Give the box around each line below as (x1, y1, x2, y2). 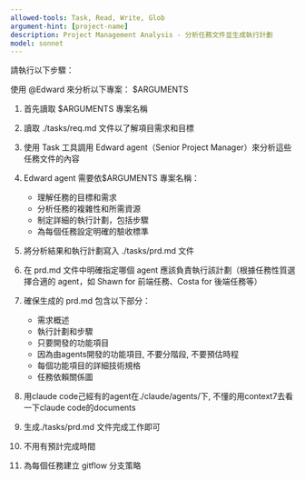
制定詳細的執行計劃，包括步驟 (36, 215, 149, 225)
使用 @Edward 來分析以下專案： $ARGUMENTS (10, 84, 189, 95)
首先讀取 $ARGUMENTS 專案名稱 (23, 104, 148, 115)
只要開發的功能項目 (36, 337, 110, 348)
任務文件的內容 (23, 154, 80, 165)
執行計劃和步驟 (36, 326, 93, 337)
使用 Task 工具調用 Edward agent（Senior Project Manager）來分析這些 (23, 142, 292, 153)
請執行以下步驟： (10, 65, 74, 75)
